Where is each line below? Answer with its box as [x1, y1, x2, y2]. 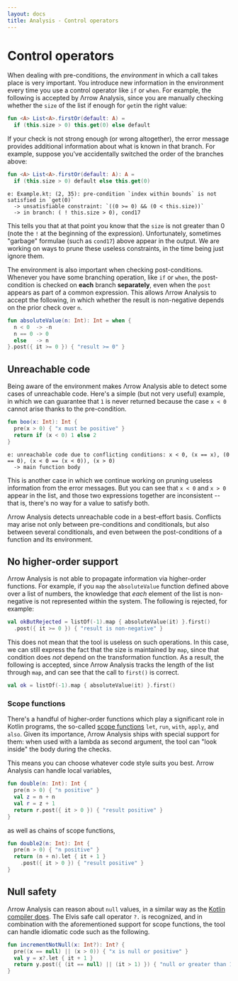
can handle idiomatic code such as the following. [7, 927, 150, 936]
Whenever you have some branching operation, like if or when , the [7, 273, 201, 282]
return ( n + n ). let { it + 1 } [13, 853, 106, 860]
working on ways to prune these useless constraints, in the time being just [7, 244, 225, 252]
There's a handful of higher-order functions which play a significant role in [7, 715, 225, 724]
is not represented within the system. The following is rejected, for [34, 597, 228, 606]
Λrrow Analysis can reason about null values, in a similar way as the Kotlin [7, 904, 225, 913]
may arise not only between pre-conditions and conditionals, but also [7, 520, 210, 528]
